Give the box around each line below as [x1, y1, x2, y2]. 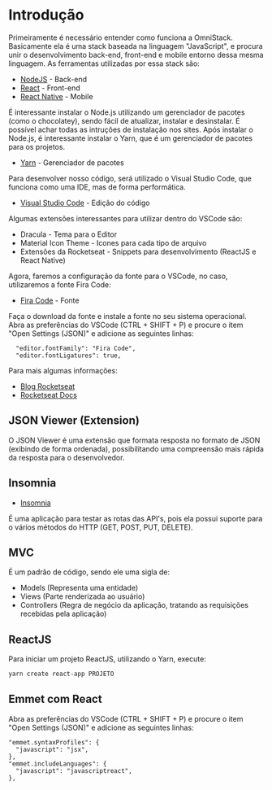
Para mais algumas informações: [8, 365, 118, 375]
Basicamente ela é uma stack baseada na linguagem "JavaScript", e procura [8, 41, 263, 50]
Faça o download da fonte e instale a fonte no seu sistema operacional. [8, 311, 247, 321]
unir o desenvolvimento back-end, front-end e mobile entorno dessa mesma [8, 50, 264, 59]
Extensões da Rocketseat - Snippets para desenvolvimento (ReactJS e [19, 247, 257, 256]
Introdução [8, 6, 84, 24]
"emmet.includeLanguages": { [8, 759, 107, 768]
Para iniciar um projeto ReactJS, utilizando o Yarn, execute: [8, 654, 207, 664]
